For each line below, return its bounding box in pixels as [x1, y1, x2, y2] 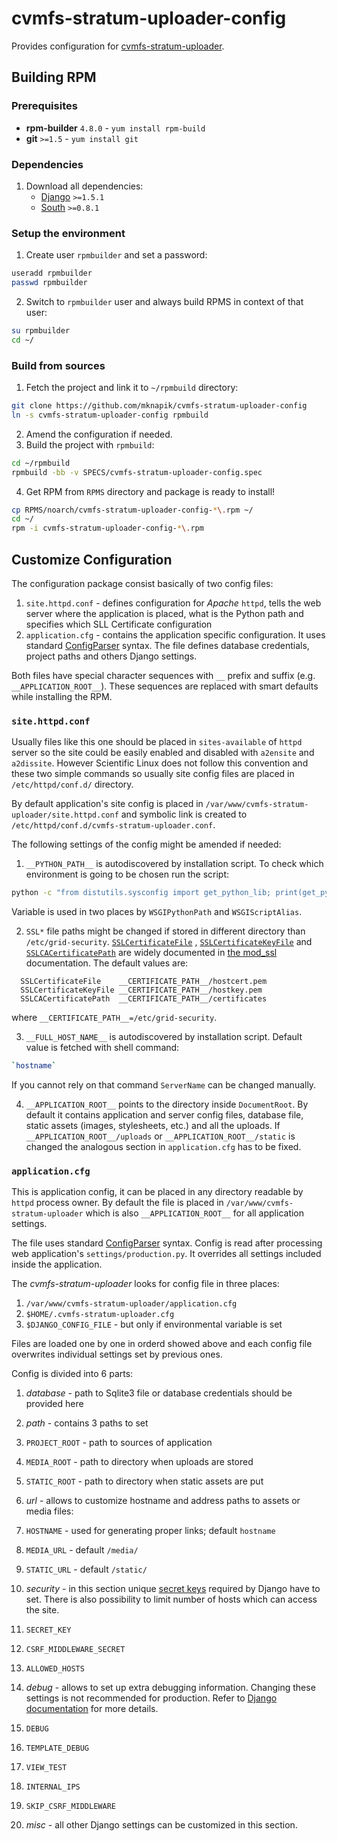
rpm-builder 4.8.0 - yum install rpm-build [25, 122, 206, 134]
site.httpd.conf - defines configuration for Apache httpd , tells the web [25, 597, 322, 609]
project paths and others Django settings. [25, 650, 198, 662]
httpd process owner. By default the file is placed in [11, 1197, 224, 1209]
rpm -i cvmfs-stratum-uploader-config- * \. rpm [11, 523, 204, 534]
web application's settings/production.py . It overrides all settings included [11, 1248, 322, 1260]
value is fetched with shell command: [25, 1042, 180, 1054]
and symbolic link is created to [120, 808, 248, 821]
